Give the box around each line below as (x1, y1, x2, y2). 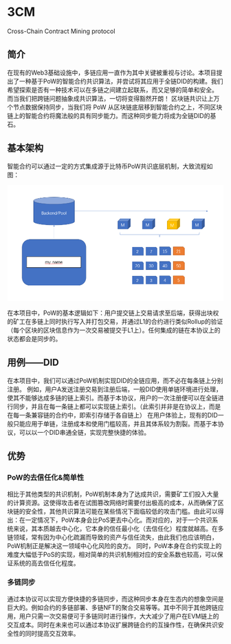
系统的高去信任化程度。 (12, 558, 80, 567)
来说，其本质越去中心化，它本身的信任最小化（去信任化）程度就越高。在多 (12, 524, 224, 532)
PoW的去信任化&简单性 (7, 473, 85, 482)
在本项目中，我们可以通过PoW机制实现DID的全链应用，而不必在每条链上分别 (7, 376, 223, 384)
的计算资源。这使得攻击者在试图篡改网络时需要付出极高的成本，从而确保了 (7, 498, 218, 507)
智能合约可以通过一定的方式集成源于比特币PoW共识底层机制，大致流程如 (7, 162, 213, 170)
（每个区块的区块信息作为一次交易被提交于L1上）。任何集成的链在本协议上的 (7, 326, 221, 334)
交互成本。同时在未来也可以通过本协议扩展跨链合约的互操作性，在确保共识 (7, 621, 218, 629)
